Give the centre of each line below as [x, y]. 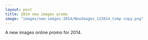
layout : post [19, 10]
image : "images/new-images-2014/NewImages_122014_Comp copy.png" [74, 19]
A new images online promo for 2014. [44, 33]
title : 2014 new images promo [37, 14]
